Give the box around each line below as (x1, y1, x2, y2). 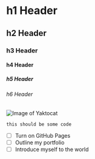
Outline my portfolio (15, 138, 65, 146)
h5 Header (6, 75, 34, 82)
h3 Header (6, 46, 38, 55)
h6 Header (6, 91, 33, 98)
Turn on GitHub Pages (15, 132, 71, 139)
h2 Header (6, 28, 47, 38)
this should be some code (6, 121, 71, 127)
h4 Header (6, 62, 34, 69)
